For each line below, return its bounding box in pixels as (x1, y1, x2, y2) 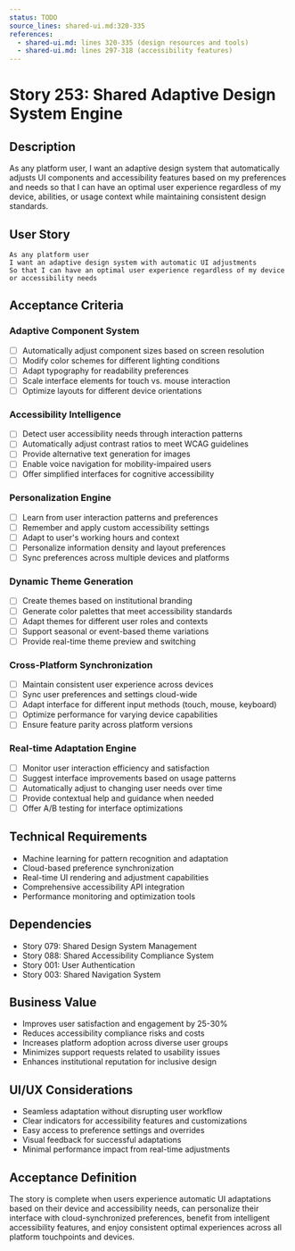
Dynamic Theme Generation (9, 575, 134, 588)
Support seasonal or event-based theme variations (21, 626, 209, 637)
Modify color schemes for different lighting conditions (21, 354, 220, 366)
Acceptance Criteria (9, 298, 124, 313)
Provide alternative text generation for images (21, 448, 191, 460)
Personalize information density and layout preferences (21, 542, 226, 554)
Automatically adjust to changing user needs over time (21, 782, 223, 793)
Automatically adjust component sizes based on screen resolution (21, 345, 265, 355)
